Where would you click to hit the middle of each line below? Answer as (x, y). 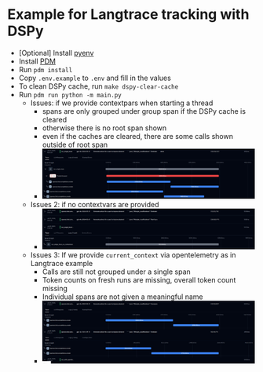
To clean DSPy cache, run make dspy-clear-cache (99, 86)
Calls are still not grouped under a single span (117, 272)
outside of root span (75, 144)
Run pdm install (46, 69)
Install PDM (37, 61)
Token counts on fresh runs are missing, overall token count (139, 279)
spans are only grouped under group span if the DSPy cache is (144, 111)
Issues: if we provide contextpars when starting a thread (122, 103)
